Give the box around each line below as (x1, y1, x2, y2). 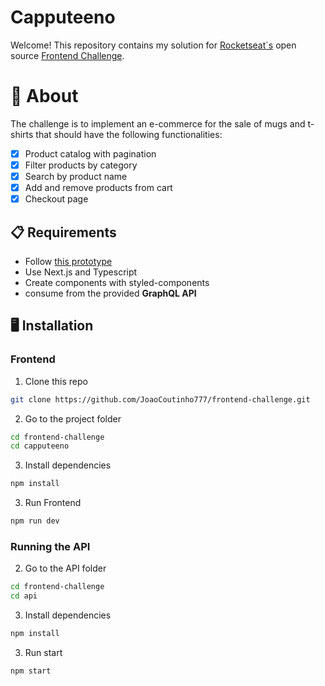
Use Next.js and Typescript (24, 266, 138, 278)
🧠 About (10, 85, 79, 108)
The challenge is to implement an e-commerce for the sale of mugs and (10, 117, 306, 130)
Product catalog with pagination (24, 147, 157, 160)
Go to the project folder (24, 412, 122, 425)
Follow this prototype (24, 256, 113, 267)
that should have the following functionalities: (35, 128, 223, 140)
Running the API (10, 539, 91, 553)
